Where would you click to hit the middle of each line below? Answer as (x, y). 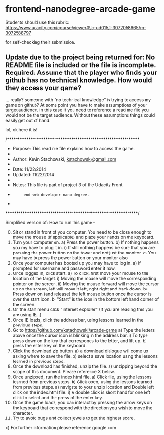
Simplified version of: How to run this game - (50, 222)
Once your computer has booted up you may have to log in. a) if (77, 263)
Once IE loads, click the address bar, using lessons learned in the (78, 320)
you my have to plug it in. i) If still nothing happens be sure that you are (84, 247)
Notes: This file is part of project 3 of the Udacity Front (67, 185)
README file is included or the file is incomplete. (81, 65)
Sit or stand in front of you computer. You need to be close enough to (82, 232)
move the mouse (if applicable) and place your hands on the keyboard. (83, 237)
